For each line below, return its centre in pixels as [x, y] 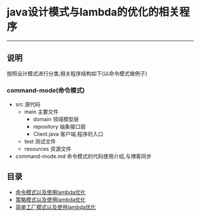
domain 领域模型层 [56, 119]
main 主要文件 [41, 112]
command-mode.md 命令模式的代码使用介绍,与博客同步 [83, 156]
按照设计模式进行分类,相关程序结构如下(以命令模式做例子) [77, 73]
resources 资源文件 [48, 149]
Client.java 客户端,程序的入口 [68, 134]
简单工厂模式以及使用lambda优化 [56, 207]
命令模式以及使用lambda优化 [50, 192]
